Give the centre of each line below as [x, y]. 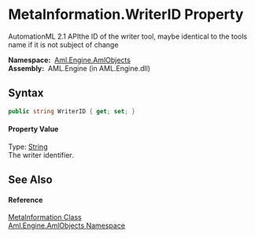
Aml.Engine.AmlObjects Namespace [67, 225]
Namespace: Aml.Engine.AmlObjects [70, 60]
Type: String [28, 147]
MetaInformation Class [45, 218]
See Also [30, 180]
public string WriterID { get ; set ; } [72, 111]
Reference [26, 199]
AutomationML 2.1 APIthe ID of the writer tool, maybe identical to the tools [128, 36]
